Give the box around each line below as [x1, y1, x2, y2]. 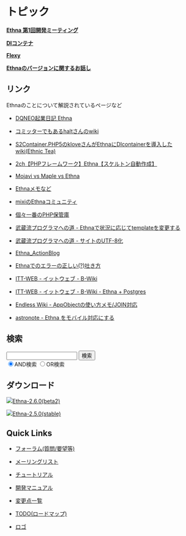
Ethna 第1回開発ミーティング [6, 26, 78, 34]
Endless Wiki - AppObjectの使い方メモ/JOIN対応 [15, 301, 138, 308]
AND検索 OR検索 [14, 360, 65, 368]
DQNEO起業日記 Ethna [15, 114, 72, 122]
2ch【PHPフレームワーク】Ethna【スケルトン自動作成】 [15, 160, 157, 167]
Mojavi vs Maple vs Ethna [15, 172, 80, 179]
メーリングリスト [15, 458, 59, 466]
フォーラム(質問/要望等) [15, 445, 75, 453]
